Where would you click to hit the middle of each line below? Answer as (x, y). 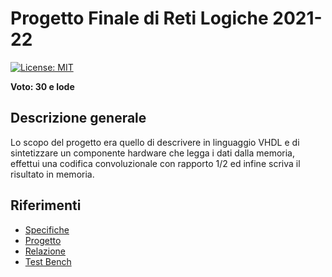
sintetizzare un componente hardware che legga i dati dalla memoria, (153, 153)
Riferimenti (46, 205)
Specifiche (47, 229)
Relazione (45, 251)
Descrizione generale (78, 118)
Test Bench (48, 261)
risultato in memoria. (52, 174)
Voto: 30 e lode (42, 86)
